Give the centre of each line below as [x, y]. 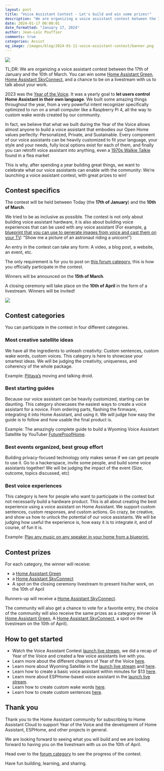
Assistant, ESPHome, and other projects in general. [57, 729]
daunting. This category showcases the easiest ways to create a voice [76, 404]
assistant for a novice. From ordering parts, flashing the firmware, [71, 409]
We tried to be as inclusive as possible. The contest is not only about [74, 217]
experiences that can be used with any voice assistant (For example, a [76, 227]
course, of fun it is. [24, 527]
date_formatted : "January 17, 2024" [42, 28]
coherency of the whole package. [39, 366]
